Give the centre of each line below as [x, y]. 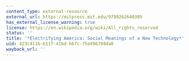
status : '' [19, 33]
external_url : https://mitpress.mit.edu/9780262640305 [74, 17]
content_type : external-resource [47, 11]
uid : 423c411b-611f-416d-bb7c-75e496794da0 [60, 44]
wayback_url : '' [26, 49]
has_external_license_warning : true [51, 22]
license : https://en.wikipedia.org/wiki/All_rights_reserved [82, 28]
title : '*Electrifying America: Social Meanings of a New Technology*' [95, 38]
